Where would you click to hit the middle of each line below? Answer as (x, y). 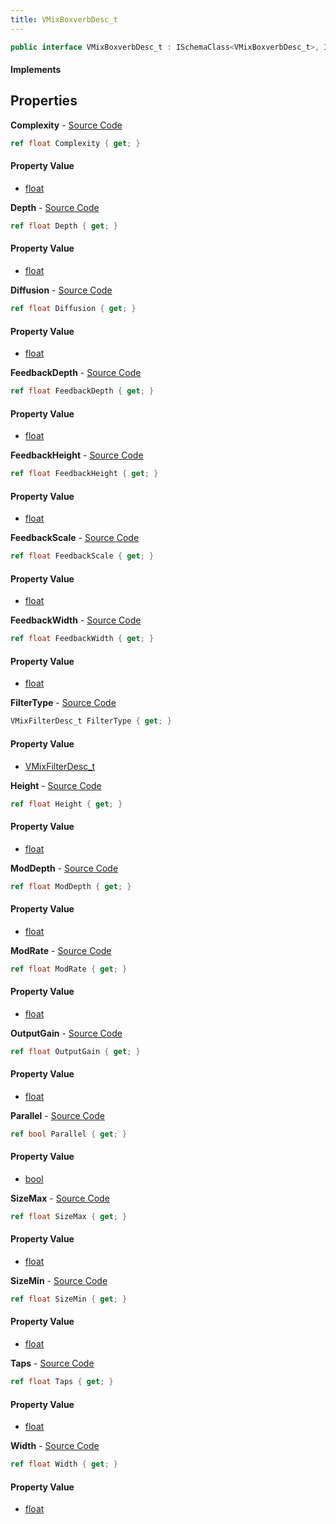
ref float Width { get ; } (64, 1464)
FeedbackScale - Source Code (75, 538)
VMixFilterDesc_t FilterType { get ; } (91, 721)
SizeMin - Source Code (59, 1280)
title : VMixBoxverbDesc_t (64, 19)
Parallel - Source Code (57, 1115)
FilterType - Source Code (63, 703)
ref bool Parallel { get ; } (69, 1134)
